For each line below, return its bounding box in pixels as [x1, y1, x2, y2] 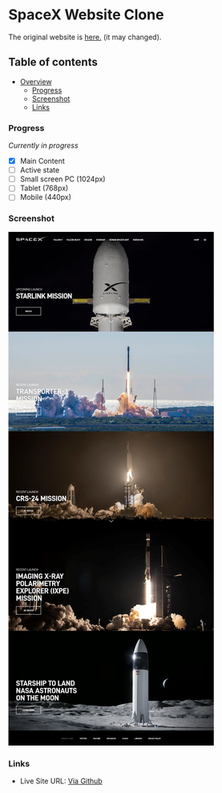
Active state [19, 165, 60, 175]
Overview [19, 76, 52, 86]
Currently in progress [8, 140, 79, 150]
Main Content [19, 157, 66, 166]
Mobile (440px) [19, 193, 72, 202]
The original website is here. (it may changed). [8, 32, 162, 42]
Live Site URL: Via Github [19, 776, 103, 786]
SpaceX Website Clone [8, 6, 164, 24]
